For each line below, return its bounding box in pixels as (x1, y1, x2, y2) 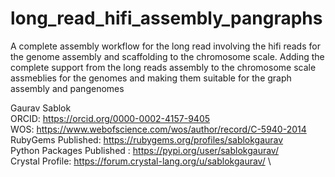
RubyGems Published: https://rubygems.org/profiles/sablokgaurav (10, 133, 284, 146)
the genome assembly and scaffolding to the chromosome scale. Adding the (10, 50, 325, 62)
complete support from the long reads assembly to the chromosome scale (10, 61, 317, 73)
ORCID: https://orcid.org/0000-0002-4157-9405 (10, 112, 211, 124)
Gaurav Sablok (10, 102, 72, 114)
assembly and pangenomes (10, 82, 125, 94)
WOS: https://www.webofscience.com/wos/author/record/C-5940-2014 (10, 123, 307, 135)
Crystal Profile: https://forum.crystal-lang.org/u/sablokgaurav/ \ (10, 155, 272, 167)
